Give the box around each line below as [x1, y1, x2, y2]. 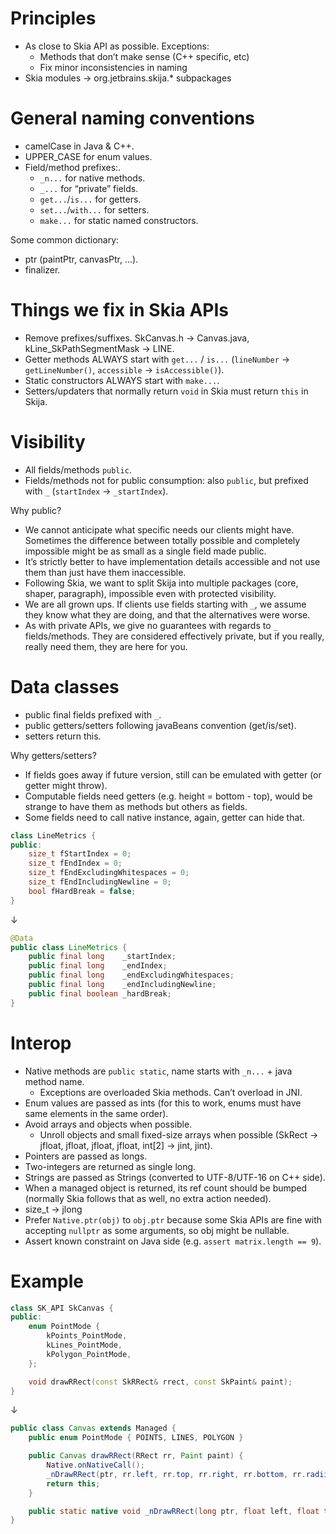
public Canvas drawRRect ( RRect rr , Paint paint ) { [28, 1451, 244, 1461]
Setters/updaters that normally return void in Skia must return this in [24, 385, 309, 397]
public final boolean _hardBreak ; [28, 988, 172, 999]
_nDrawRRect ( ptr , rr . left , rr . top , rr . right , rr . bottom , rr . [46, 1469, 307, 1479]
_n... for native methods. [39, 172, 146, 184]
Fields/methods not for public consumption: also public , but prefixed [24, 474, 309, 486]
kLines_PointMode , [46, 1340, 123, 1351]
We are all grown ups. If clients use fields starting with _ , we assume [24, 598, 307, 610]
